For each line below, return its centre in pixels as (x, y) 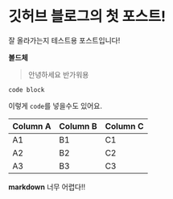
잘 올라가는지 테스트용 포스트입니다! (64, 40)
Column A (32, 126)
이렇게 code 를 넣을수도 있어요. (56, 106)
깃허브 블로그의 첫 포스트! (87, 17)
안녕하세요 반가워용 (58, 74)
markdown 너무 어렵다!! (47, 187)
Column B (78, 126)
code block (27, 89)
